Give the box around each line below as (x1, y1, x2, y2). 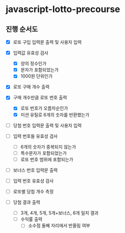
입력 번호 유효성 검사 (13, 178, 54, 184)
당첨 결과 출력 (13, 199, 40, 205)
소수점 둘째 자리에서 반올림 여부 (28, 222, 90, 228)
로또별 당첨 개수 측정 (13, 189, 54, 194)
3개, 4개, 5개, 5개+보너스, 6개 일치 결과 (20, 210, 99, 216)
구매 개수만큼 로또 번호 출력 (13, 95, 68, 101)
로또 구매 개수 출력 (13, 84, 50, 90)
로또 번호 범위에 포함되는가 (20, 156, 74, 162)
